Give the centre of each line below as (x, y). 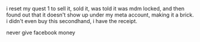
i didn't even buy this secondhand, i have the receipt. (72, 21)
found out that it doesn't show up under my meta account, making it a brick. (100, 15)
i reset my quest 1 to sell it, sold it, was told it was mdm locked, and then (95, 9)
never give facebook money (41, 33)
